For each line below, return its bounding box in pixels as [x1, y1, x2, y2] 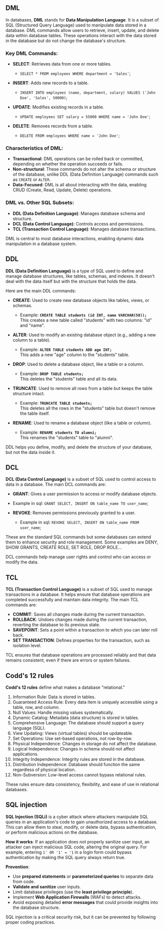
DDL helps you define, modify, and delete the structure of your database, [5, 444, 153, 450]
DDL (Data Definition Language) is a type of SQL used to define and [5, 268, 143, 273]
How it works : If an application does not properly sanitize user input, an [5, 839, 150, 844]
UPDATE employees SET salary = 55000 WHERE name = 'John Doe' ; [20, 113, 151, 119]
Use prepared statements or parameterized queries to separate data [12, 873, 153, 879]
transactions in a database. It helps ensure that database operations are [5, 591, 150, 597]
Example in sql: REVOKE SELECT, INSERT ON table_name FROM [20, 520, 140, 525]
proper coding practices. [5, 919, 56, 925]
